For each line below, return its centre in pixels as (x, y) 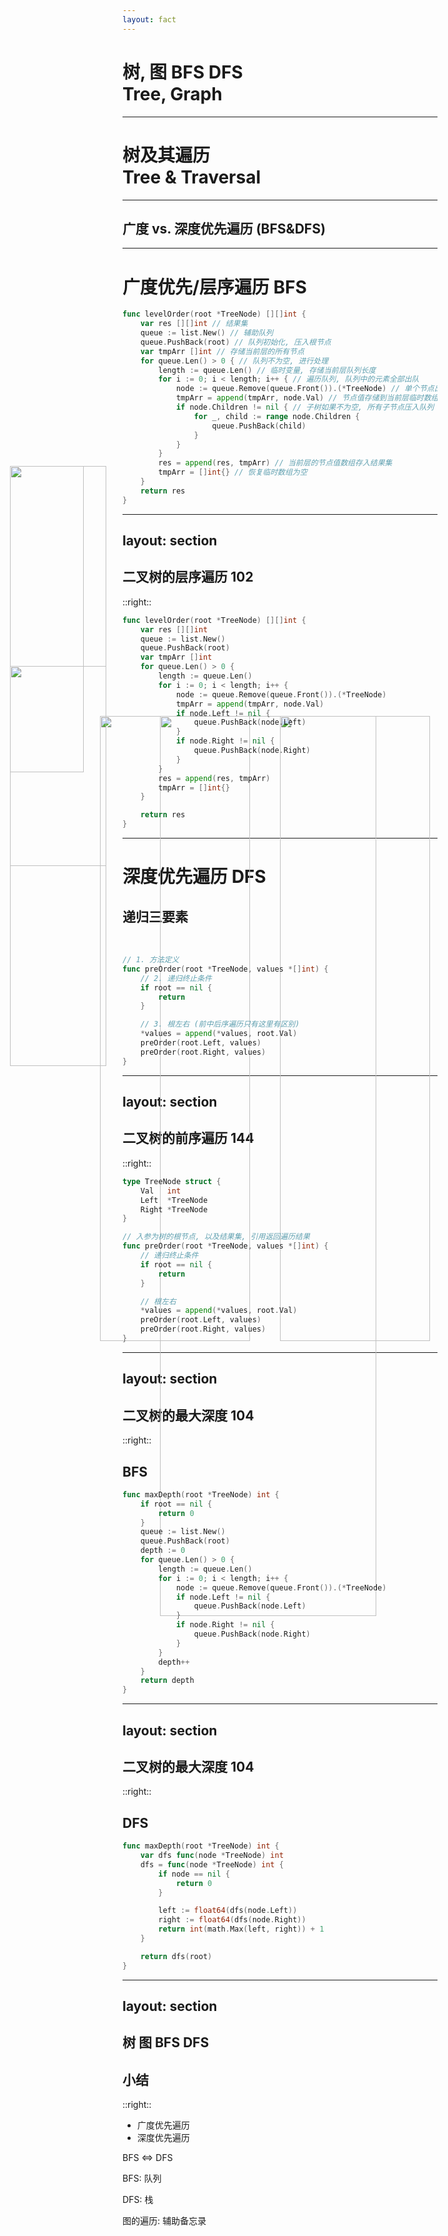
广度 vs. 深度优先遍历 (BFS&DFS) (224, 228)
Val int (161, 1191)
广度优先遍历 (163, 2125)
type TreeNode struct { (172, 1181)
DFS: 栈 (138, 2200)
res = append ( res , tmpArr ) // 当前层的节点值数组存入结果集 (275, 463)
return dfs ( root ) (176, 1956)
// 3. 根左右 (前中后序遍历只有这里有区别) (220, 1024)
